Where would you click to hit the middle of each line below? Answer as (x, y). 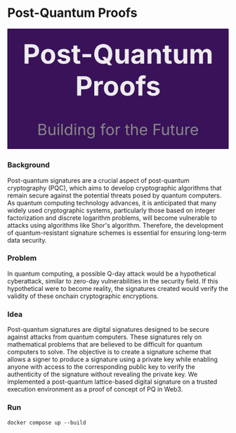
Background (29, 165)
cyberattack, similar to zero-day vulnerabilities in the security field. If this (113, 281)
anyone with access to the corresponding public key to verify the (101, 367)
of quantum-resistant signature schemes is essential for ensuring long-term (117, 233)
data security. (27, 240)
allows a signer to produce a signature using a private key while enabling (112, 359)
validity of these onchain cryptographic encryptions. (83, 296)
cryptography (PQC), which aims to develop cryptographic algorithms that (114, 188)
